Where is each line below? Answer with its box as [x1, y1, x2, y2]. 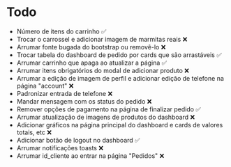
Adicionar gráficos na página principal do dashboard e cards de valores [16, 120, 223, 129]
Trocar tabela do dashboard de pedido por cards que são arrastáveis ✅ [16, 50, 223, 59]
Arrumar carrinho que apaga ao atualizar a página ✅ [16, 58, 167, 67]
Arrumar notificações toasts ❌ [16, 143, 104, 152]
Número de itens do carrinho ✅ [16, 27, 107, 35]
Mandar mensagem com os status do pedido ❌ [16, 97, 152, 105]
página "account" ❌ [16, 81, 74, 90]
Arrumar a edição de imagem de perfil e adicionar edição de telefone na [16, 74, 225, 82]
